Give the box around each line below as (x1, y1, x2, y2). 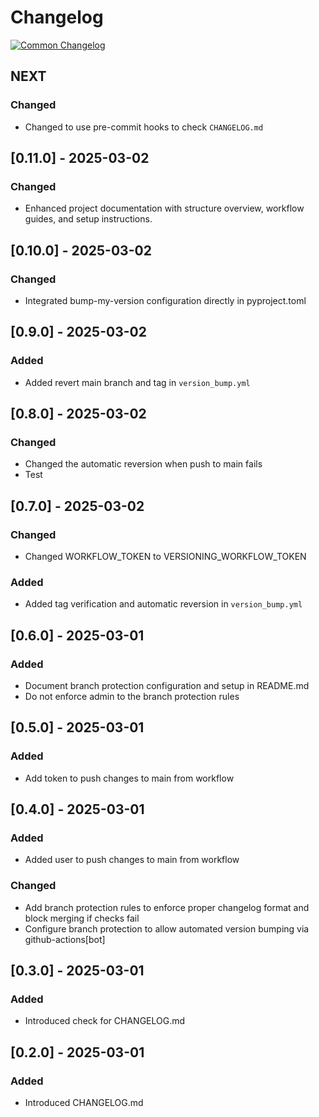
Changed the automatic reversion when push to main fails (24, 458, 263, 470)
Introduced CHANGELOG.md (24, 1097, 144, 1109)
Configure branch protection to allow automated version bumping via (24, 922, 310, 935)
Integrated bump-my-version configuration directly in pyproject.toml (24, 295, 307, 306)
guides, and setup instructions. (24, 213, 153, 225)
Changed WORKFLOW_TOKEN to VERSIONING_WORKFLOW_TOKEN (24, 551, 307, 563)
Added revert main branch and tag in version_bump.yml (24, 376, 251, 388)
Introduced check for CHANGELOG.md (24, 1015, 186, 1027)
